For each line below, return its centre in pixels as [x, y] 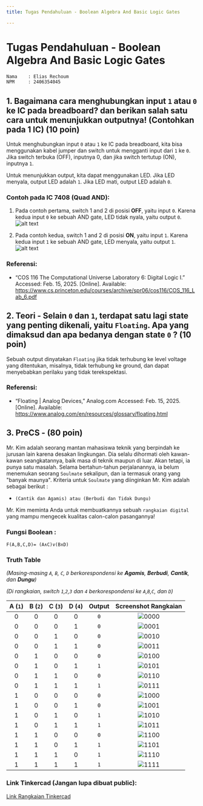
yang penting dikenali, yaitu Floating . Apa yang [98, 325]
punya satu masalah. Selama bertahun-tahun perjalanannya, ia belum [93, 467]
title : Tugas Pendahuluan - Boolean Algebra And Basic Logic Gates [93, 12]
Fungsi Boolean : [31, 532]
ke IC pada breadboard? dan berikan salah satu [97, 110]
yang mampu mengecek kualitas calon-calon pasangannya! [81, 516]
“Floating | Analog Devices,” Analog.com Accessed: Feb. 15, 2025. [98, 401]
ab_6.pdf [26, 297]
